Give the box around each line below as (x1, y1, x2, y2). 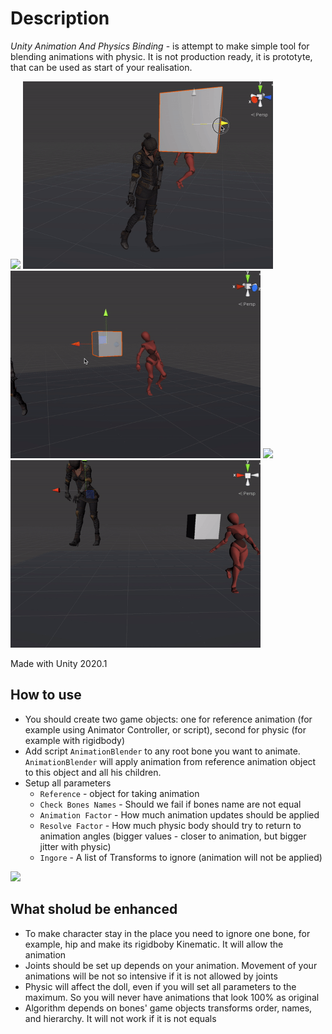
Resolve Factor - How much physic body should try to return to (39, 819, 302, 831)
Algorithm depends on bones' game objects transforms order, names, (24, 1002, 313, 1014)
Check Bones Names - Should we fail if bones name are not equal (39, 798, 302, 810)
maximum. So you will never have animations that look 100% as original (24, 991, 320, 1003)
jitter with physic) (39, 840, 112, 852)
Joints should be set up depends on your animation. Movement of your (24, 959, 318, 971)
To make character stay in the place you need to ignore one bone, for (24, 927, 311, 939)
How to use (10, 687, 82, 704)
